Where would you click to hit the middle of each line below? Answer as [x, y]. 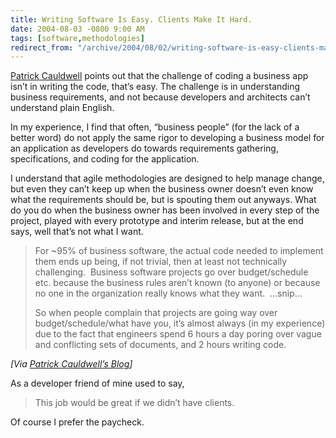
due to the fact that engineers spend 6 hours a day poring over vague [178, 334]
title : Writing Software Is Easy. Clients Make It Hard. [131, 19]
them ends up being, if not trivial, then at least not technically [161, 262]
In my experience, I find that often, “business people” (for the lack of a [155, 127]
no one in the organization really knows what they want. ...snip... [168, 293]
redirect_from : [42, 47]
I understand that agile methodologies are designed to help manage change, [167, 178]
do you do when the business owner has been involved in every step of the [165, 210]
